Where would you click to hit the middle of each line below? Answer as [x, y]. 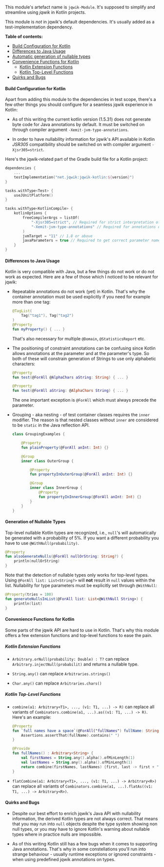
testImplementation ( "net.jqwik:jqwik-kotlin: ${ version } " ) [74, 177]
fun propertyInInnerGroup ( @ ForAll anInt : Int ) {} [90, 497]
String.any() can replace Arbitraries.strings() [61, 673]
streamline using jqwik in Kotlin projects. [46, 12]
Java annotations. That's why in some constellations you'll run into [79, 849]
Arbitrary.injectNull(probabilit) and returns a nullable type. [75, 664]
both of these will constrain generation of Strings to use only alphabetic [84, 358]
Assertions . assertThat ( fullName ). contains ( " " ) [70, 735]
